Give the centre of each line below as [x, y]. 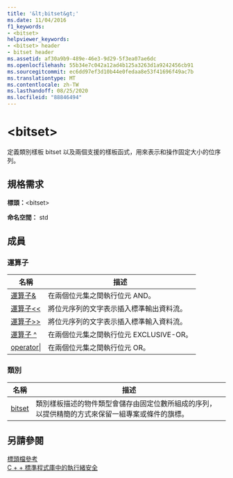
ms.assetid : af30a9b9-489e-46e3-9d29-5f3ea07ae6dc [82, 59]
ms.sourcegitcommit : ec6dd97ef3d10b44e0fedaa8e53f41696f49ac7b [101, 71]
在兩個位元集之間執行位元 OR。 [99, 348]
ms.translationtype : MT [42, 78]
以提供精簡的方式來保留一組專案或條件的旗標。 [112, 413]
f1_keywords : [26, 26]
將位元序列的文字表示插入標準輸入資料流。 [118, 322]
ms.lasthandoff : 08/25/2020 [48, 91]
